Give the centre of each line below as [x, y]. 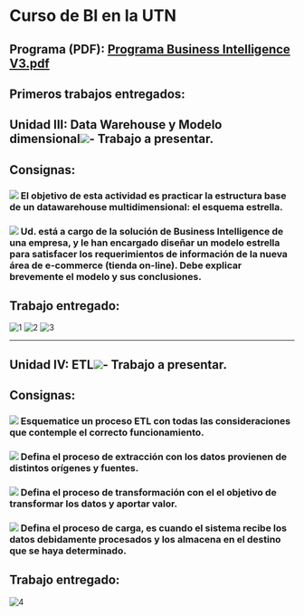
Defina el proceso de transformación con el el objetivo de [149, 492]
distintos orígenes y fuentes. [74, 468]
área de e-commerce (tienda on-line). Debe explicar [126, 265]
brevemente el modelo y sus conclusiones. [105, 276]
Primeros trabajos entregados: [97, 94]
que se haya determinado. [68, 551]
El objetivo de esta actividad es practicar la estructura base [153, 196]
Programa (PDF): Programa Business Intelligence [150, 49]
